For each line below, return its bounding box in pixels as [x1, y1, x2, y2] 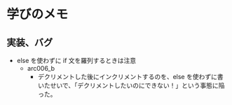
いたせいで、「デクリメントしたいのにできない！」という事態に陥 [37, 81, 225, 90]
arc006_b [27, 64, 55, 72]
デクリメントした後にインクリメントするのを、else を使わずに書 [37, 73, 224, 80]
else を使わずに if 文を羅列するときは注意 [16, 57, 137, 64]
